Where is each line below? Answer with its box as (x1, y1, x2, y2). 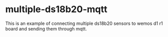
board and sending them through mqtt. (5, 25, 87, 31)
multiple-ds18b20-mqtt (5, 4, 108, 15)
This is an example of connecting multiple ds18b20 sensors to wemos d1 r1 (5, 20, 163, 26)
